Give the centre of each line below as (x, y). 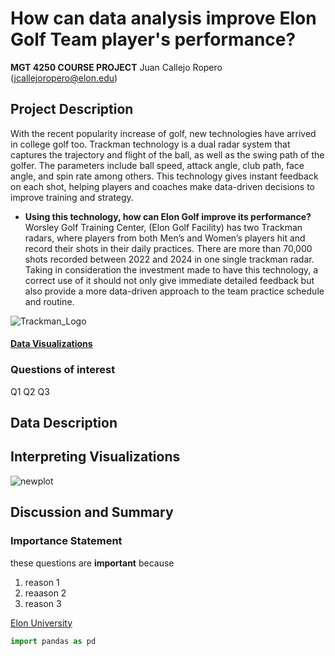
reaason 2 (45, 593)
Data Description (64, 423)
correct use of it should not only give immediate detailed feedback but (169, 280)
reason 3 (43, 603)
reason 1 (42, 582)
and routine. (49, 301)
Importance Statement (66, 541)
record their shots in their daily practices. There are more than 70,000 (168, 248)
